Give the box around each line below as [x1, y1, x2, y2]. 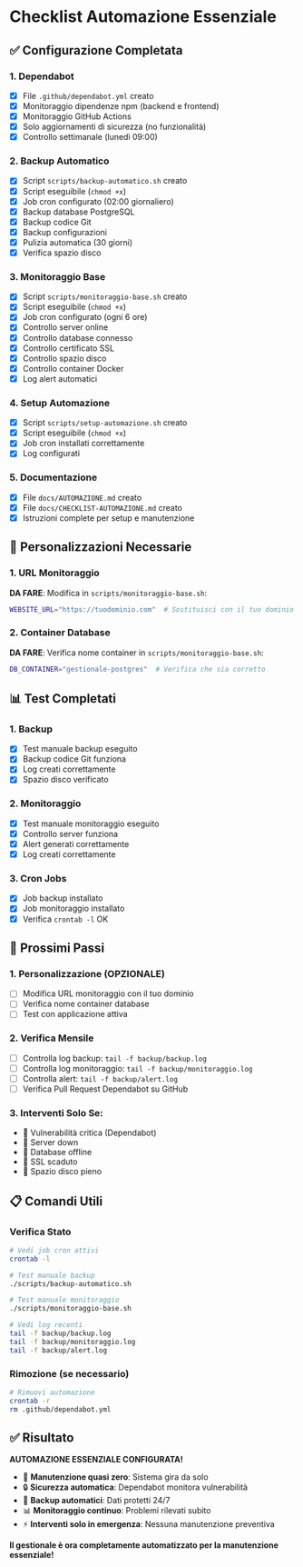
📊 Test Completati [9, 691, 116, 706]
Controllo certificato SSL [22, 343, 115, 354]
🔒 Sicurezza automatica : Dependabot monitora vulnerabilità [22, 1482, 248, 1492]
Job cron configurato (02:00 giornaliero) [22, 195, 174, 206]
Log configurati [22, 448, 80, 459]
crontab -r [9, 1396, 51, 1405]
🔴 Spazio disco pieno [22, 1166, 103, 1177]
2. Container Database [9, 626, 111, 639]
